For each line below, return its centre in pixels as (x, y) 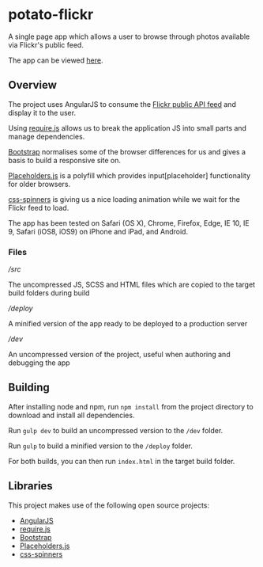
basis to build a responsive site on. (64, 160)
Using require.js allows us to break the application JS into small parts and (128, 127)
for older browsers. (39, 184)
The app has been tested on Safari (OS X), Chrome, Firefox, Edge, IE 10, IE (129, 223)
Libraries (30, 486)
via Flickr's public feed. (46, 44)
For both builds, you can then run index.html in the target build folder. (122, 461)
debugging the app (39, 363)
